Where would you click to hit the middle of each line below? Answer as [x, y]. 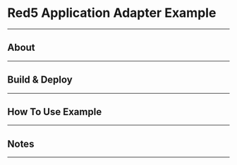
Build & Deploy [40, 80]
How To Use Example [55, 112]
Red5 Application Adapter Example [112, 13]
